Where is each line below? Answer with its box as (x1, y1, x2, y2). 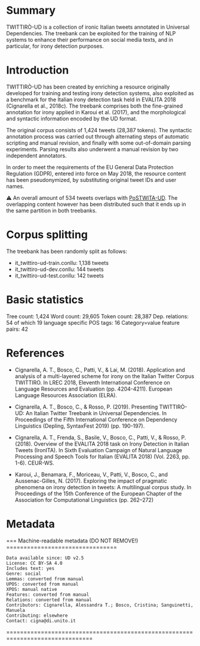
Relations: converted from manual (6, 596, 93, 603)
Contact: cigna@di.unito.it (6, 617, 76, 624)
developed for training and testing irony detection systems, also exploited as (6, 89, 194, 96)
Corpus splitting (6, 228, 88, 242)
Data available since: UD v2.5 (6, 554, 84, 561)
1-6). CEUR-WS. (14, 459, 55, 467)
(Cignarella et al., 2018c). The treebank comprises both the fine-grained (6, 102, 183, 109)
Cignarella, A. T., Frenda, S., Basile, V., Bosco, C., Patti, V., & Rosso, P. (14, 434, 186, 441)
